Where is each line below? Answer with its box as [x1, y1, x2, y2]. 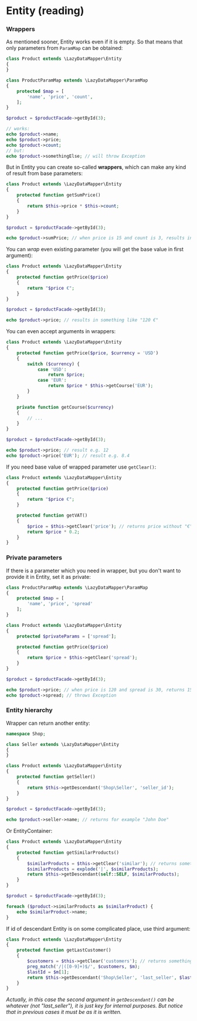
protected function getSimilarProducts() [16, 849, 119, 856]
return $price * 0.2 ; [27, 529, 80, 535]
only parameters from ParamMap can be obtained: [6, 45, 123, 52]
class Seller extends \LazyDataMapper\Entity [6, 741, 119, 747]
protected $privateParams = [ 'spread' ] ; [16, 633, 117, 639]
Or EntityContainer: [6, 827, 53, 835]
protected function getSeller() [16, 774, 96, 780]
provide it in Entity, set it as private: [6, 573, 91, 580]
